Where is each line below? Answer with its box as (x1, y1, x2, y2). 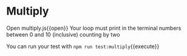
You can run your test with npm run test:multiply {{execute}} (6, 43, 160, 50)
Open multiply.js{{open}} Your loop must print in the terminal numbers (6, 24, 182, 32)
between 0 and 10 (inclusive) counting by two (6, 30, 120, 38)
